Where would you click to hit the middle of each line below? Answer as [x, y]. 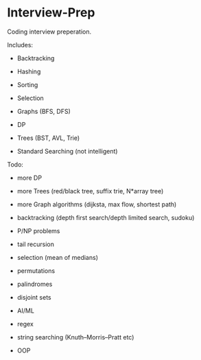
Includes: [20, 45]
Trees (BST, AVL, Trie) [48, 138]
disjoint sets [34, 297]
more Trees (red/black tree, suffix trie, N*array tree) [90, 191]
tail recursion [36, 244]
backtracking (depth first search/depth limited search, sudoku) [106, 217]
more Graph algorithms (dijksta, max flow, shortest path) [97, 204]
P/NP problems [38, 230]
